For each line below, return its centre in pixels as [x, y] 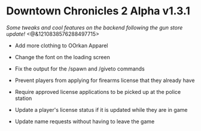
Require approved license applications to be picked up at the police [98, 92]
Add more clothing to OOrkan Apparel [61, 45]
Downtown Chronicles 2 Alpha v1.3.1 [98, 11]
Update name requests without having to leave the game [85, 121]
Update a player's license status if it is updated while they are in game [101, 109]
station [23, 98]
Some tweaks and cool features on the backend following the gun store [95, 28]
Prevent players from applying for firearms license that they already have [105, 80]
